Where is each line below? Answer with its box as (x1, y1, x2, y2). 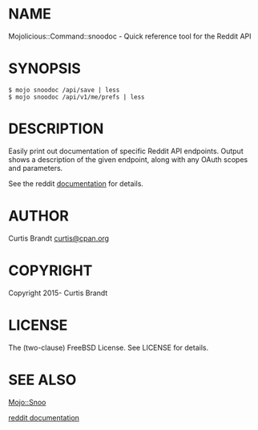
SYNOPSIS (8, 59, 82, 78)
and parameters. (8, 163, 63, 172)
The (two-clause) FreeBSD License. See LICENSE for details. (8, 343, 209, 352)
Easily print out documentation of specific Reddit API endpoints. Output (8, 146, 244, 156)
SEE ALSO (8, 371, 77, 389)
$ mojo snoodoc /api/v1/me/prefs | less (8, 93, 146, 101)
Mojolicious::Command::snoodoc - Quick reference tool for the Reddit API (8, 31, 252, 41)
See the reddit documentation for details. (8, 178, 144, 189)
